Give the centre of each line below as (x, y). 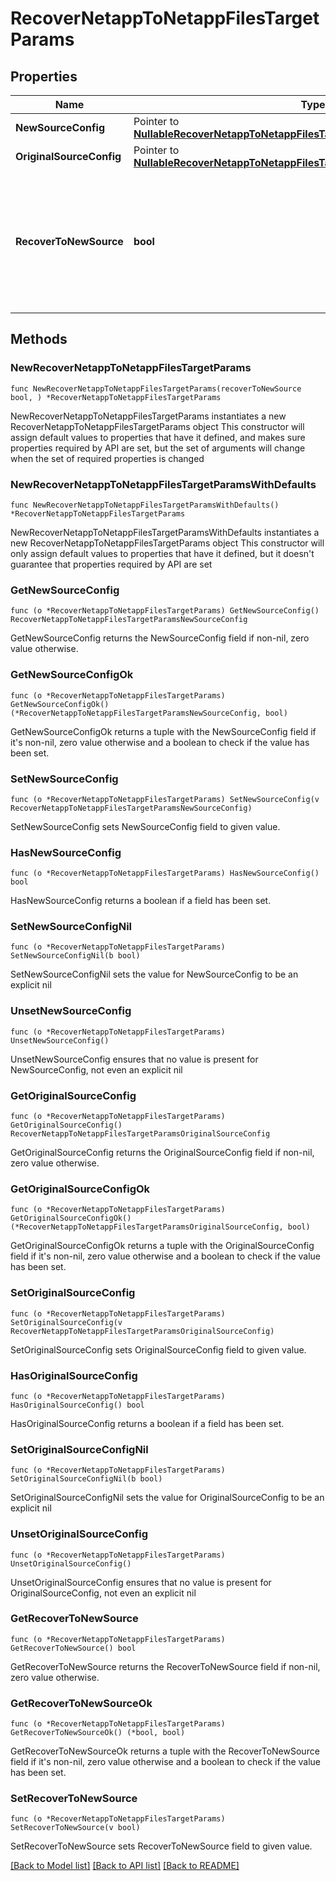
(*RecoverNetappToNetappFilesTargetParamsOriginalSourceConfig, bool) (160, 1227)
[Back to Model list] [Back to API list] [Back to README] (125, 1866)
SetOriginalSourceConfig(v (66, 1322)
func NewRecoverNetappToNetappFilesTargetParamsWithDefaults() (145, 505)
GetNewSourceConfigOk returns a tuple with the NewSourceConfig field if (163, 731)
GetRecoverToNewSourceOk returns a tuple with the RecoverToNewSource (165, 1751)
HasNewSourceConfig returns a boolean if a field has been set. (141, 901)
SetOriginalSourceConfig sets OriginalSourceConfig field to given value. (158, 1349)
